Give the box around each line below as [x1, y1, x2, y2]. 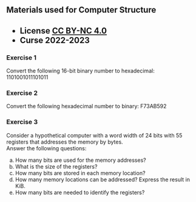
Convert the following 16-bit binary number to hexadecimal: [6, 67, 155, 75]
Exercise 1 [6, 53, 37, 61]
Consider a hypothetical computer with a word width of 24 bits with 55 [6, 131, 183, 139]
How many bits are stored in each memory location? [15, 169, 146, 176]
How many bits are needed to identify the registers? [15, 189, 145, 196]
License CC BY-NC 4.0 [19, 26, 107, 36]
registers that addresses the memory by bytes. [6, 138, 123, 145]
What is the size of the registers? [15, 162, 98, 170]
